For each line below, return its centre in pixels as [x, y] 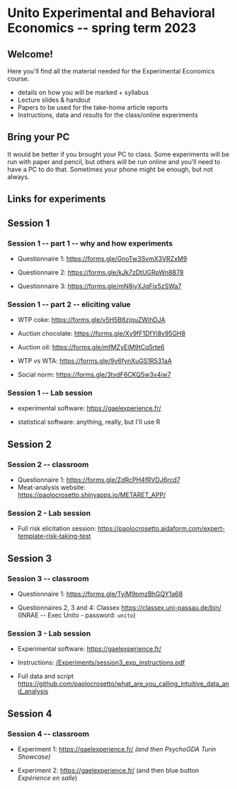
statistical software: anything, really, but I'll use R [89, 422]
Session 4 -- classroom [48, 734]
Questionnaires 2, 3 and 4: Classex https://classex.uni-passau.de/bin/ [119, 608]
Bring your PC [39, 137]
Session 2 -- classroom [48, 464]
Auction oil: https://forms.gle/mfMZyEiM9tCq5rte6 [91, 347]
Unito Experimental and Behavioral [111, 13]
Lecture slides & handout [54, 100]
